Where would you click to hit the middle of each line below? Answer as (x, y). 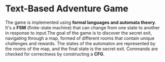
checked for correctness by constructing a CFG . (55, 54)
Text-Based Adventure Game (67, 9)
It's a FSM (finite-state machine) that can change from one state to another (82, 27)
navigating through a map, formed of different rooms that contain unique (80, 38)
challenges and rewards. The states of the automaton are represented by (80, 43)
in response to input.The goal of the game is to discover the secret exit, (78, 33)
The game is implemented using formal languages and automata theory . (81, 22)
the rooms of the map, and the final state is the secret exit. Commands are (82, 49)
